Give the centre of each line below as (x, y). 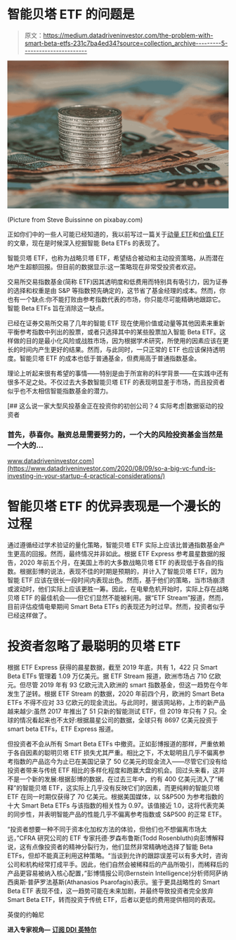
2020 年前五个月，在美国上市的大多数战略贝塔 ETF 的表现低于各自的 (118, 562)
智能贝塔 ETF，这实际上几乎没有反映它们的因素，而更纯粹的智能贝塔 (121, 788)
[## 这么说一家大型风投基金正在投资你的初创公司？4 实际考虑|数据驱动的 (112, 406)
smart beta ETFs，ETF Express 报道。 (63, 729)
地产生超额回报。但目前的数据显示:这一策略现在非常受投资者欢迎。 (104, 267)
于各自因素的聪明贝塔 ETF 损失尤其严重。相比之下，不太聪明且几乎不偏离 (113, 752)
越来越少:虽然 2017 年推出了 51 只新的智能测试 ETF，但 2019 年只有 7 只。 (114, 711)
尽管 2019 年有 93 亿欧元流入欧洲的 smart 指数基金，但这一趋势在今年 (127, 684)
